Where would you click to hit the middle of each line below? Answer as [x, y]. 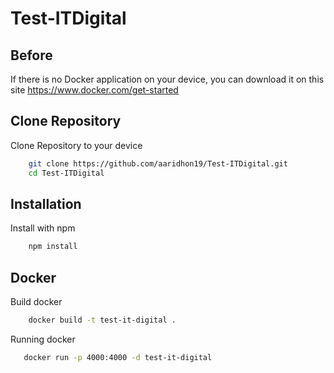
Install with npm [43, 228]
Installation [46, 203]
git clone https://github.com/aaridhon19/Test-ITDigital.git [158, 163]
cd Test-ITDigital [66, 173]
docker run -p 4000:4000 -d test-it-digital [118, 357]
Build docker [36, 302]
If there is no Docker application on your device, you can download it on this [167, 79]
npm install [53, 247]
